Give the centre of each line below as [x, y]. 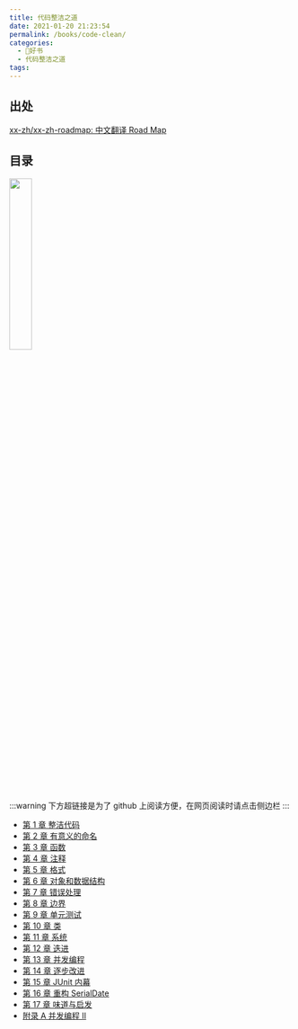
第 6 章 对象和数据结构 [64, 881]
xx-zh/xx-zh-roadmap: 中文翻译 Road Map [88, 129]
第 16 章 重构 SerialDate [66, 993]
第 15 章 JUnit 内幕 [57, 981]
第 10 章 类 [42, 926]
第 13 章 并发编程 [53, 959]
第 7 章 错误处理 [52, 892]
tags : [19, 68]
